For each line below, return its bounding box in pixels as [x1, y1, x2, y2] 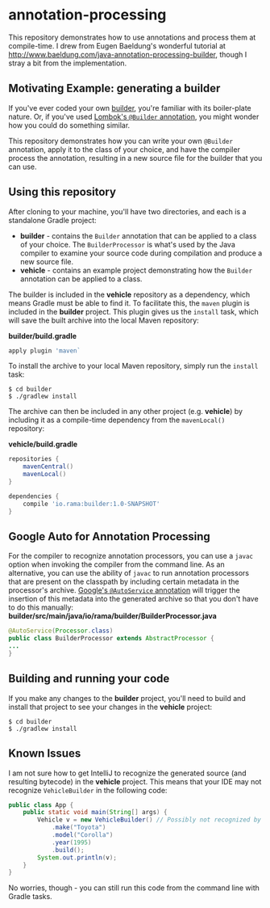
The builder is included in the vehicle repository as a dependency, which [8, 289, 251, 299]
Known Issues [8, 746, 81, 761]
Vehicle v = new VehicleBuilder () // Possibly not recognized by [37, 816, 262, 824]
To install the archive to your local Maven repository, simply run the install [8, 361, 259, 371]
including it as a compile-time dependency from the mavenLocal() [8, 415, 226, 425]
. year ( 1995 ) [51, 838, 92, 847]
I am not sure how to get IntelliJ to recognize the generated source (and [8, 768, 247, 778]
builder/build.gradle [8, 331, 77, 340]
